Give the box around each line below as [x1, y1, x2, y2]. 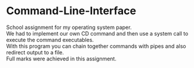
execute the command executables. [6, 36, 94, 43]
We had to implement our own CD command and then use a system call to [6, 30, 189, 37]
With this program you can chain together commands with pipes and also [6, 43, 186, 50]
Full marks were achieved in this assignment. [6, 55, 116, 62]
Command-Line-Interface [6, 4, 136, 18]
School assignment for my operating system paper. [6, 24, 132, 31]
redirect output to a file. [6, 48, 64, 56]
